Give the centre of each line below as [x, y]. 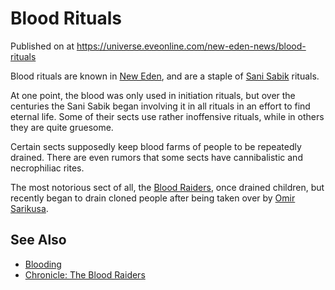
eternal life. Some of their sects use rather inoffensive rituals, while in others [167, 116]
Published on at [42, 46]
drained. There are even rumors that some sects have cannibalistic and [156, 157]
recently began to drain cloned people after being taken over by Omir [153, 198]
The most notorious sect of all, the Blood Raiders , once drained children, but [167, 187]
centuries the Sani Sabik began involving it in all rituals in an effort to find [160, 106]
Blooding [43, 264]
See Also [38, 240]
